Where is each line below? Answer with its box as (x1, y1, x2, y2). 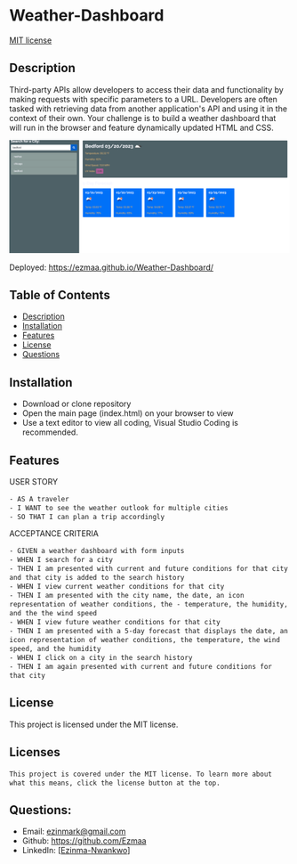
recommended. (21, 427, 78, 437)
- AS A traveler (9, 494, 69, 503)
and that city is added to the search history (9, 573, 185, 582)
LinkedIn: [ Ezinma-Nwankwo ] (21, 845, 131, 856)
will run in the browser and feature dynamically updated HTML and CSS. (9, 122, 274, 133)
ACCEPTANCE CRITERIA (9, 527, 100, 539)
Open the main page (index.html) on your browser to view (21, 408, 234, 419)
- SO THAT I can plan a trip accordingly (9, 512, 165, 521)
